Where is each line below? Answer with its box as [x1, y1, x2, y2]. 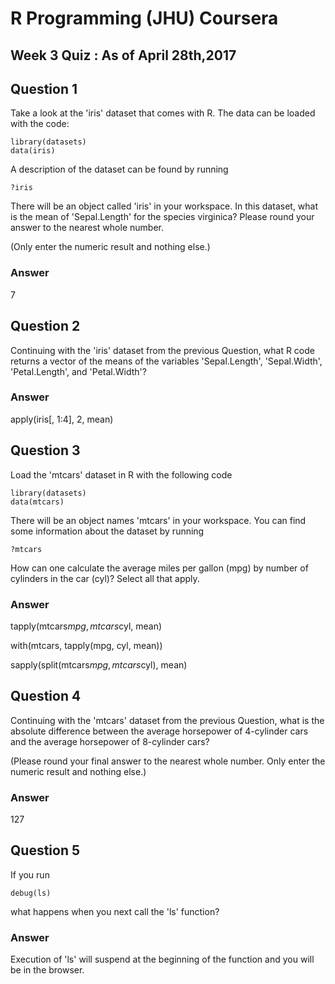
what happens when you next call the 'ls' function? [10, 905, 220, 917]
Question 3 [10, 442, 81, 459]
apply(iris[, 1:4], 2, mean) [10, 413, 114, 425]
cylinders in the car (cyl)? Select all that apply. [10, 572, 200, 584]
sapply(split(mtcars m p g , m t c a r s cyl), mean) [10, 658, 188, 671]
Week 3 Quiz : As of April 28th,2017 [10, 47, 237, 64]
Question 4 [10, 688, 82, 705]
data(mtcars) [10, 497, 65, 507]
